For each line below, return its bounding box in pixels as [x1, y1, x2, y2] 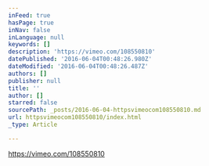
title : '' [8, 84, 41, 92]
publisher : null [8, 77, 61, 85]
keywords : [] [8, 41, 51, 49]
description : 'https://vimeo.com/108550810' [8, 48, 156, 56]
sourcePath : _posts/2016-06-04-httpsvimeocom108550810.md [8, 106, 201, 114]
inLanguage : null [8, 33, 65, 41]
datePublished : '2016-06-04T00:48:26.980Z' [8, 56, 153, 63]
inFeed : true [8, 11, 51, 20]
